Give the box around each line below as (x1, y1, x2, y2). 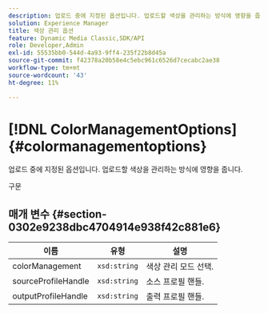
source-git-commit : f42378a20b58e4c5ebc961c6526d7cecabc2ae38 (8, 57, 220, 65)
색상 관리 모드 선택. (146, 261, 214, 272)
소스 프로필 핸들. (146, 276, 205, 287)
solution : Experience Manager (8, 19, 110, 27)
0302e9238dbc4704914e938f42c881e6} (8, 220, 222, 234)
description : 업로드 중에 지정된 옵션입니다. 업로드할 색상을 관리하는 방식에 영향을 (8, 11, 252, 20)
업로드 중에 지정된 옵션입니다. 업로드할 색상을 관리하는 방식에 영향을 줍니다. (8, 165, 243, 175)
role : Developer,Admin (8, 42, 84, 50)
